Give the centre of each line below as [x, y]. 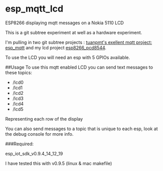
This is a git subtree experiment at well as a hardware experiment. [74, 32]
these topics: [19, 72]
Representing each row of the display [44, 119]
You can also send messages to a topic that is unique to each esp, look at [82, 129]
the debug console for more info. [40, 134]
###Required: [19, 144]
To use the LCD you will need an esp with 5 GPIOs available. [68, 57]
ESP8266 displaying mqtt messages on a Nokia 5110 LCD [65, 23]
